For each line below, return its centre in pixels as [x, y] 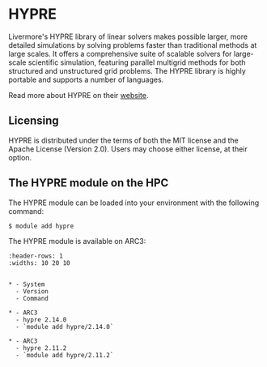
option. [20, 157]
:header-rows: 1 [36, 256]
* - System [27, 284]
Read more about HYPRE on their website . [78, 95]
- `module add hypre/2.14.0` [65, 327]
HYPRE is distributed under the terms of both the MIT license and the [123, 140]
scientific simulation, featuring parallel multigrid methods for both [137, 62]
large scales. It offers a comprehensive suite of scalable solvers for [120, 53]
